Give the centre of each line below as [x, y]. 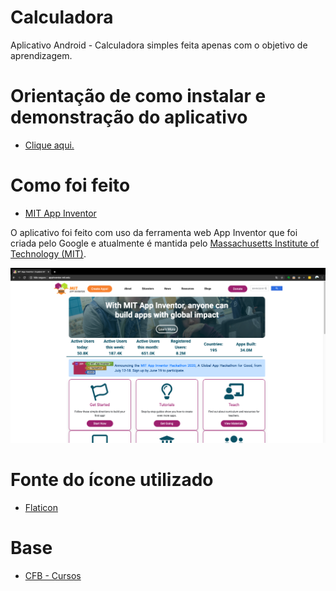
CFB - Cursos [53, 575]
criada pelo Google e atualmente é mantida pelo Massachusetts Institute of [165, 243]
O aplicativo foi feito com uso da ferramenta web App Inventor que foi [154, 232]
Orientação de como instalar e [138, 96]
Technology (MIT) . [48, 253]
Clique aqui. [49, 145]
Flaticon [41, 507]
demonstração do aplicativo [129, 117]
